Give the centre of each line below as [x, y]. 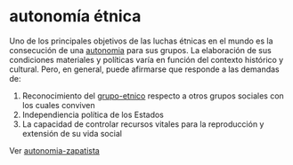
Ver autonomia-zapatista [54, 150]
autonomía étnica [75, 16]
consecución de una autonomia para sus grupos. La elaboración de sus [140, 50]
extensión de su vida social [72, 133]
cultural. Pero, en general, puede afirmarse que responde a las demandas [144, 69]
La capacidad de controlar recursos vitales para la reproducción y [143, 124]
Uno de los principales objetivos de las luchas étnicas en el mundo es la [141, 41]
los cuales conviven [58, 105]
